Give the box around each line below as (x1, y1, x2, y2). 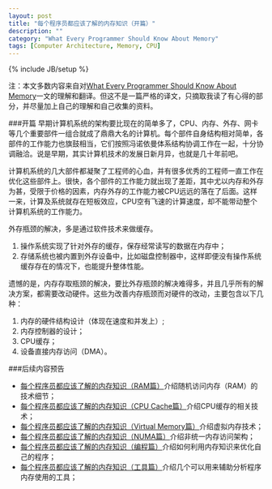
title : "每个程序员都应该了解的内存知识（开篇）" (8, 19, 156, 28)
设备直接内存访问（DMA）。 (19, 346, 112, 357)
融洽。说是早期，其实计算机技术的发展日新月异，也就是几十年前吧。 (15, 149, 243, 159)
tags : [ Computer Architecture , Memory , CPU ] (8, 42, 161, 50)
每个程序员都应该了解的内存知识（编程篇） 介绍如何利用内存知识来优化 (19, 442, 255, 452)
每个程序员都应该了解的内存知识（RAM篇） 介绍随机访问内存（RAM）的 (19, 381, 258, 391)
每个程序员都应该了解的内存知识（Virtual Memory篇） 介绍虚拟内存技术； (19, 422, 264, 431)
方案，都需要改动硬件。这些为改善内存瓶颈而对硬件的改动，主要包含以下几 (15, 289, 264, 298)
